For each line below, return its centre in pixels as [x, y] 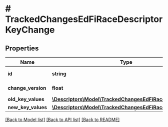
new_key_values [27, 107]
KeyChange [30, 30]
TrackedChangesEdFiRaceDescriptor [84, 19]
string [59, 74]
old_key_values [26, 99]
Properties [22, 48]
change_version [27, 88]
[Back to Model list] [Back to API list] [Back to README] [62, 120]
